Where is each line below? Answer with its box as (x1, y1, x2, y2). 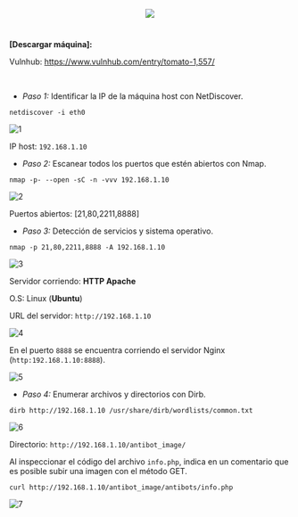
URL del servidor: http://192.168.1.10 (9, 310, 152, 321)
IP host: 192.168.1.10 (9, 141, 87, 152)
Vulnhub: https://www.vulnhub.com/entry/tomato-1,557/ (9, 56, 216, 67)
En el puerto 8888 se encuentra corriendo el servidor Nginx (9, 345, 226, 356)
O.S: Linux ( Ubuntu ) (9, 293, 83, 304)
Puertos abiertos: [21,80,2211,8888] (9, 209, 140, 219)
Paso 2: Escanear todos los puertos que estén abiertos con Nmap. (21, 159, 267, 169)
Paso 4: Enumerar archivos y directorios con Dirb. (21, 389, 207, 400)
